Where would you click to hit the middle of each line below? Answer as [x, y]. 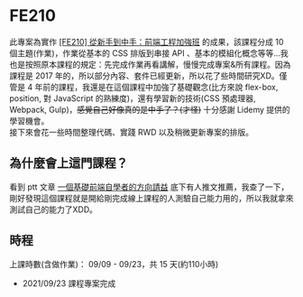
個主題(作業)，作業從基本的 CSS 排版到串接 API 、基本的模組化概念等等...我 [149, 53]
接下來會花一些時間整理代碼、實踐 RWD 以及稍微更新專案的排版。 [132, 132]
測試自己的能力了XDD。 [53, 209]
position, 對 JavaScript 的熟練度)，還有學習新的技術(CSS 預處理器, [133, 98]
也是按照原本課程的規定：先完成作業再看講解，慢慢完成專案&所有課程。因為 [150, 64]
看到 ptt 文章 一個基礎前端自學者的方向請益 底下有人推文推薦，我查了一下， [149, 187]
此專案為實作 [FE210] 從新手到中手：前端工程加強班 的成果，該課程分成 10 [147, 42]
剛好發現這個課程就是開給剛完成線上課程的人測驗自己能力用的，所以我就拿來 [151, 198]
